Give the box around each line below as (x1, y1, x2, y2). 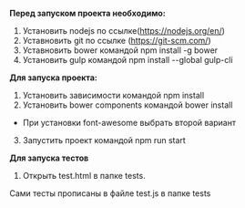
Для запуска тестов (9, 152, 89, 163)
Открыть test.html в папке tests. (22, 171, 146, 181)
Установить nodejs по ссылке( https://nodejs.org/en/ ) (22, 26, 226, 36)
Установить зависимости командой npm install (22, 90, 205, 100)
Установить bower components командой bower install (22, 99, 233, 110)
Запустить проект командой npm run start (22, 135, 187, 145)
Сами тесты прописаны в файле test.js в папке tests (9, 188, 211, 199)
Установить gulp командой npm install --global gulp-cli (22, 55, 234, 65)
